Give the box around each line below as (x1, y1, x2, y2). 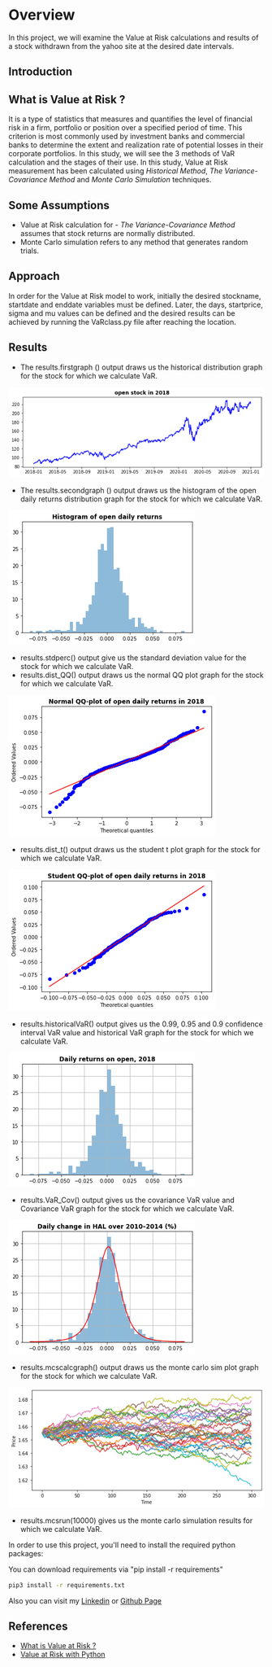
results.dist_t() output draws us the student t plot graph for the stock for (19, 844, 261, 854)
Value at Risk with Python (19, 1650, 106, 1660)
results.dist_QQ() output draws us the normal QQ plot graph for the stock (19, 670, 264, 680)
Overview (8, 6, 76, 24)
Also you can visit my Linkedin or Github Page (8, 1595, 162, 1605)
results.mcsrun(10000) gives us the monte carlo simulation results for (19, 1516, 253, 1525)
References (8, 1620, 68, 1634)
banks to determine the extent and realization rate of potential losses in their (8, 140, 264, 150)
